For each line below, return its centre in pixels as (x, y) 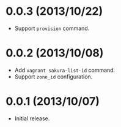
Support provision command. (52, 28)
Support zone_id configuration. (53, 76)
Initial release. (32, 118)
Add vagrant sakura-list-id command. (65, 70)
